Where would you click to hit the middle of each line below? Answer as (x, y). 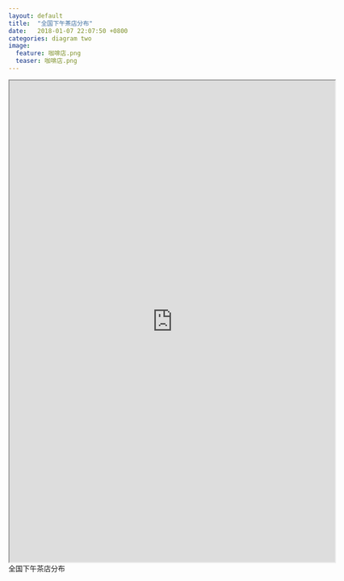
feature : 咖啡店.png (48, 53)
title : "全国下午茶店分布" (50, 23)
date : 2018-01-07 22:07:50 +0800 (68, 31)
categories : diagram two (50, 38)
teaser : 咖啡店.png (46, 61)
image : (19, 46)
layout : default (36, 16)
